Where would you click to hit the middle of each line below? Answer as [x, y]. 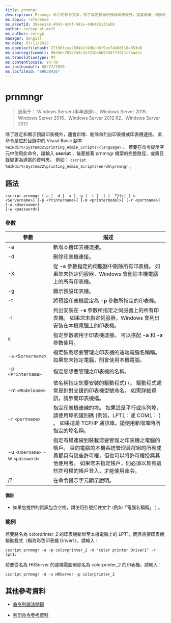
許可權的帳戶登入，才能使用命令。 [99, 471]
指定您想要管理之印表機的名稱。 [91, 372]
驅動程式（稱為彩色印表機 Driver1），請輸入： [52, 540]
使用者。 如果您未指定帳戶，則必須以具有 [107, 463]
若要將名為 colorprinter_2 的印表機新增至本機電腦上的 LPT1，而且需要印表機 [85, 534]
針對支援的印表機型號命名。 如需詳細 [107, 391]
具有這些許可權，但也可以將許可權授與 [109, 456]
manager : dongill [24, 39]
